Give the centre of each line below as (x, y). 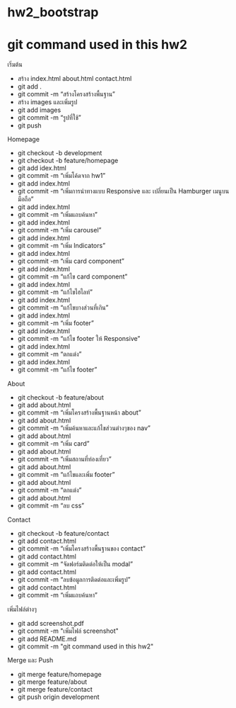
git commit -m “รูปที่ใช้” (49, 118)
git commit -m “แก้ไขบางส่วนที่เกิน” (63, 308)
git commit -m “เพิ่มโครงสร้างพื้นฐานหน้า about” (79, 412)
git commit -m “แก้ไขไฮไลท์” (55, 292)
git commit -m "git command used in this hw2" (85, 646)
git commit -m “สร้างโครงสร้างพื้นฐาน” (66, 94)
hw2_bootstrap (53, 12)
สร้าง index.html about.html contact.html (75, 79)
